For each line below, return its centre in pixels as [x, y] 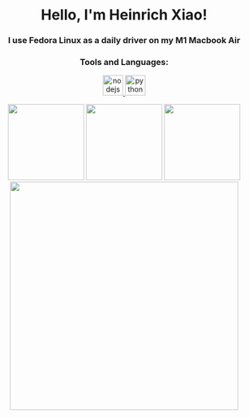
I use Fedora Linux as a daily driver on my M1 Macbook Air [124, 41]
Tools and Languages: [124, 62]
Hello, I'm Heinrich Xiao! [124, 15]
